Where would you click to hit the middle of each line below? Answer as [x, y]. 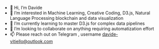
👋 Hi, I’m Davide [26, 8]
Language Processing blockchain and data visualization [67, 18]
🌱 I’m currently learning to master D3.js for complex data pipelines [77, 23]
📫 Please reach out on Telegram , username [55, 34]
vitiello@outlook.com [31, 41]
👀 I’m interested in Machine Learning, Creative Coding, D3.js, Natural [80, 13]
